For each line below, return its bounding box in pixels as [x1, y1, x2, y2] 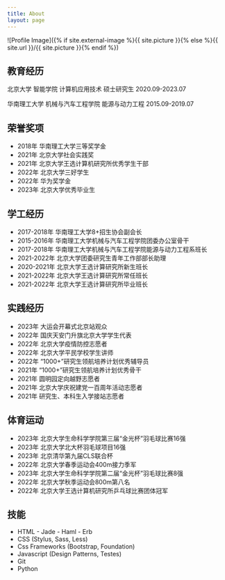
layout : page [7, 17, 45, 24]
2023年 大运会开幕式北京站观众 [17, 322, 108, 330]
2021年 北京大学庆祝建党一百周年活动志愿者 [17, 383, 143, 391]
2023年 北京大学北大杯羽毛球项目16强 [17, 443, 126, 451]
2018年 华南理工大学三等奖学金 [17, 142, 106, 151]
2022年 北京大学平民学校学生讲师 [17, 348, 114, 356]
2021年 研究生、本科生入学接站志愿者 [17, 392, 125, 400]
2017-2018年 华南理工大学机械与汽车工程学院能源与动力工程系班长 [17, 245, 208, 253]
